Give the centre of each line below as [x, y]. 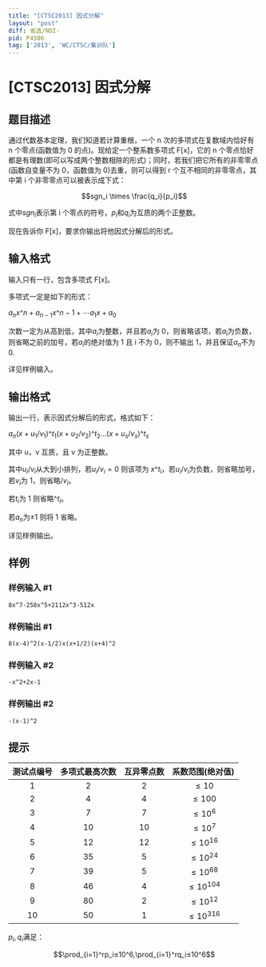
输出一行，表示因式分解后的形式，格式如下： [82, 418]
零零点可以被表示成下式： [84, 180]
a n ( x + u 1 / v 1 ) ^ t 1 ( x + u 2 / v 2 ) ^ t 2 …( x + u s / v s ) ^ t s [79, 434]
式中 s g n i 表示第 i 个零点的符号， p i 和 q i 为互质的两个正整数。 [104, 214]
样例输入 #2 [31, 665]
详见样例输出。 [33, 535]
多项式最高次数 [89, 772]
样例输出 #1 [30, 626]
